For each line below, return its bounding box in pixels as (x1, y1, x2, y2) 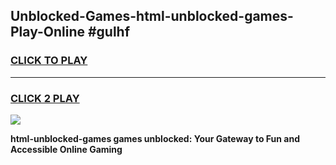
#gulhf (87, 24, 131, 41)
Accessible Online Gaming (10, 143, 123, 155)
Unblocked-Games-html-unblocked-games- (10, 8, 294, 25)
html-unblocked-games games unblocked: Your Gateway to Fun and (10, 132, 301, 144)
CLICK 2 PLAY (10, 91, 80, 105)
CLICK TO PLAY (10, 54, 88, 68)
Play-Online (10, 24, 85, 41)
